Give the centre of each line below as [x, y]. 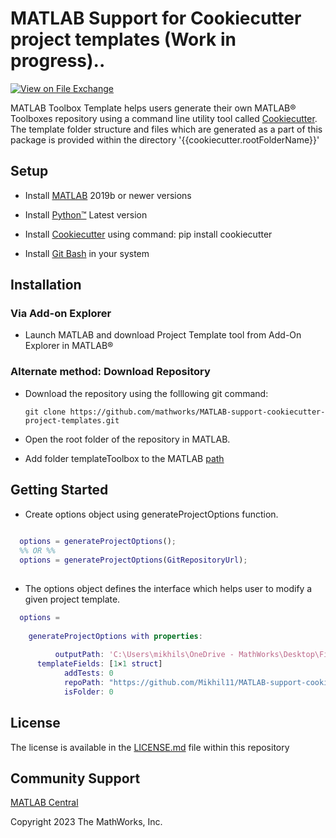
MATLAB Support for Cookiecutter [156, 18]
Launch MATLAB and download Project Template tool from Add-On [163, 335]
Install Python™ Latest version [86, 214]
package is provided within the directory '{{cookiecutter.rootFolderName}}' [165, 139]
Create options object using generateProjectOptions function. [151, 514]
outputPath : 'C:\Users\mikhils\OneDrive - [144, 655]
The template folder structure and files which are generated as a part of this [166, 129]
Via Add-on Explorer [61, 314]
